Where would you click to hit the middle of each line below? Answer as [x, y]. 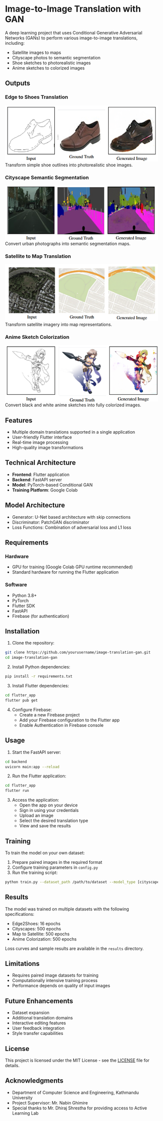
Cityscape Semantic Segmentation [47, 177]
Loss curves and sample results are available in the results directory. [74, 948]
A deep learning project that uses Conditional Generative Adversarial [74, 33]
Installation [22, 631]
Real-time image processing [40, 442]
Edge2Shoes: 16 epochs [36, 923]
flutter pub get [21, 700]
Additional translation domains [42, 1018]
